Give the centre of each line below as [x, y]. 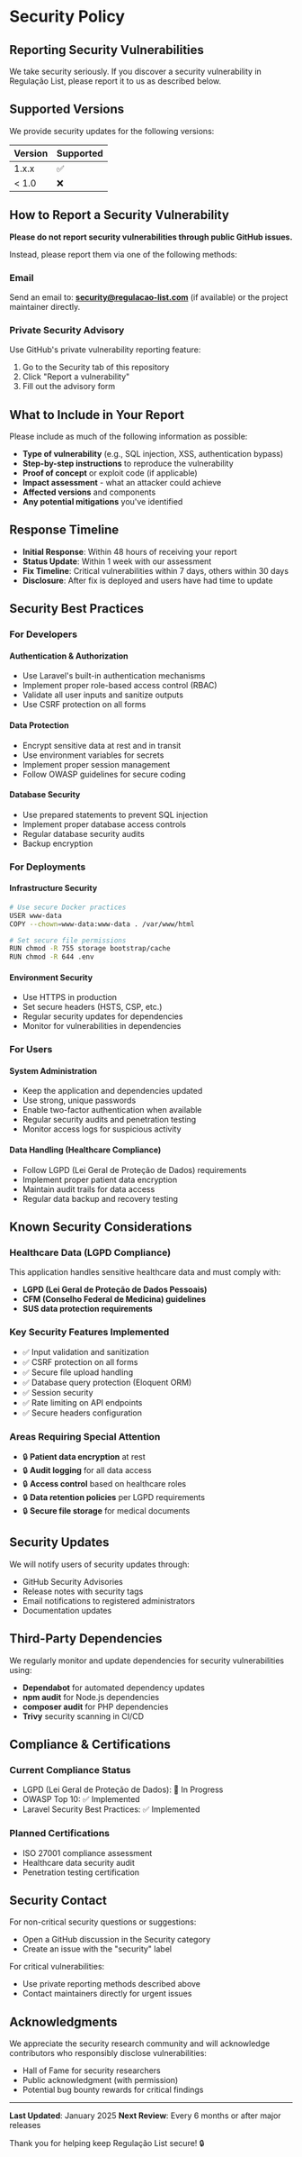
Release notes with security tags [83, 1591]
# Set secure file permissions [68, 940]
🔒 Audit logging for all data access [87, 1470]
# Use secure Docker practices [68, 907]
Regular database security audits [84, 833]
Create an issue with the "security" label [97, 1949]
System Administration [53, 1070]
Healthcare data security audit [78, 1862]
